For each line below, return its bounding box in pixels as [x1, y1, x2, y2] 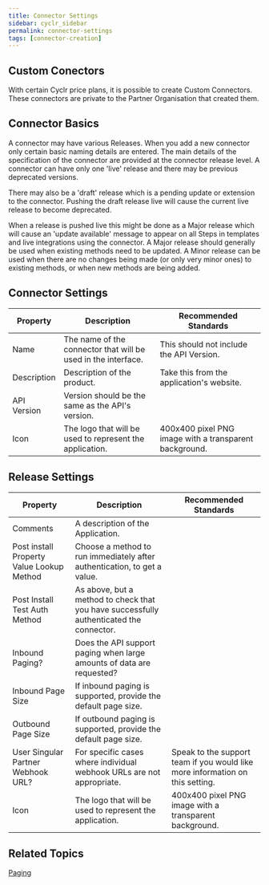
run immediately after [74, 550, 155, 562]
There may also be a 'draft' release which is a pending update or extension [8, 188, 255, 197]
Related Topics [8, 846, 84, 860]
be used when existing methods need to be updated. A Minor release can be [8, 246, 261, 255]
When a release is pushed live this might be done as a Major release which [8, 220, 255, 229]
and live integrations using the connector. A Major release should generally [8, 237, 255, 247]
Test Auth [12, 603, 49, 615]
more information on [171, 766, 248, 777]
